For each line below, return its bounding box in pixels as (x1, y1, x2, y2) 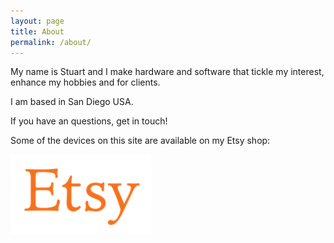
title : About (10, 26, 65, 37)
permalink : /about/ (10, 37, 92, 47)
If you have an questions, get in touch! (10, 115, 168, 127)
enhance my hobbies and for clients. (10, 76, 161, 89)
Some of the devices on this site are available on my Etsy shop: (10, 135, 271, 147)
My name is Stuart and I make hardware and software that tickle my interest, (10, 66, 325, 78)
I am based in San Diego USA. (10, 96, 134, 108)
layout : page (10, 16, 65, 26)
